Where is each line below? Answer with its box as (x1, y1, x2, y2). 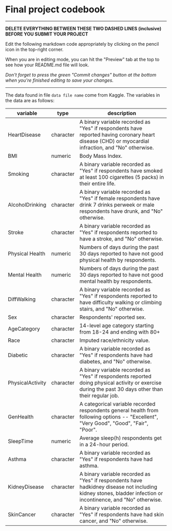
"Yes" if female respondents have (79, 194, 160, 202)
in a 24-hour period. (79, 441, 129, 448)
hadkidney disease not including (79, 483, 158, 490)
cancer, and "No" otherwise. (79, 517, 148, 524)
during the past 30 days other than (79, 386, 163, 393)
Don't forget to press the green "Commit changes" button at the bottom (5, 71, 157, 78)
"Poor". (79, 426, 97, 433)
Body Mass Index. (79, 152, 123, 159)
